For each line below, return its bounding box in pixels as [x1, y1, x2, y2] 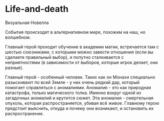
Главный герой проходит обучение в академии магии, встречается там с [5, 44, 159, 49]
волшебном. [5, 34, 31, 40]
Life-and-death [5, 3, 69, 15]
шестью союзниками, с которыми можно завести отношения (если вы [5, 49, 154, 55]
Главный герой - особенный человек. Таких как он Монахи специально [5, 74, 156, 80]
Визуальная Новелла [5, 20, 49, 25]
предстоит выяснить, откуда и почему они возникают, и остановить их [5, 105, 154, 111]
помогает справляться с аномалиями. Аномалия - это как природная [5, 84, 151, 90]
